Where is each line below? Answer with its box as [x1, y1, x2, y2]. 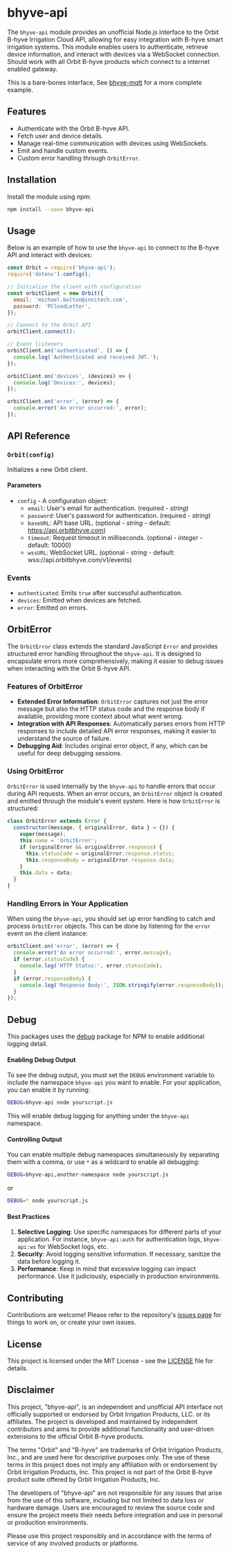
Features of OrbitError [7, 681, 83, 691]
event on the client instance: [7, 929, 88, 938]
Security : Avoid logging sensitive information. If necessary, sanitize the [17, 1250, 222, 1259]
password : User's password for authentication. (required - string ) [27, 511, 211, 519]
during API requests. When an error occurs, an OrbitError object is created [7, 790, 222, 798]
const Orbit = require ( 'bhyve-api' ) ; [7, 264, 116, 272]
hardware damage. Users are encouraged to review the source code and [7, 1503, 215, 1512]
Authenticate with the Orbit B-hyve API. [17, 124, 130, 133]
